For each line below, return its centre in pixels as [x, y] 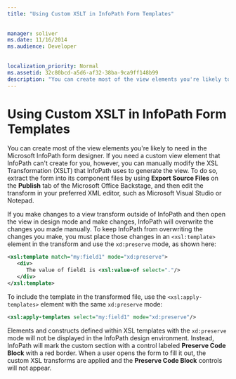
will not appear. [29, 368]
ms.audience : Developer [42, 46]
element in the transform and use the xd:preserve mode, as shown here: [112, 244]
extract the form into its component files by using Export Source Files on [113, 178]
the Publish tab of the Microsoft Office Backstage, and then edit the [105, 186]
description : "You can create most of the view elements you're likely [114, 79]
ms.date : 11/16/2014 [38, 40]
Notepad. [21, 200]
